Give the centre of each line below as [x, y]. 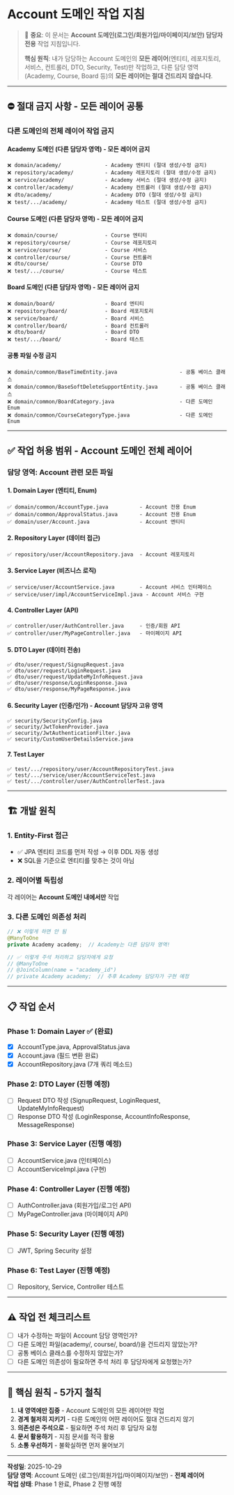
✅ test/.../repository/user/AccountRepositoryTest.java [91, 769]
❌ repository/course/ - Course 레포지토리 [82, 242]
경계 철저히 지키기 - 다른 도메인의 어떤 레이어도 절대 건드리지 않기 [106, 1419]
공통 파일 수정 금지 [32, 355]
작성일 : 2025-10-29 [34, 1466]
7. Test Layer [26, 754]
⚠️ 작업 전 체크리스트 [49, 1317]
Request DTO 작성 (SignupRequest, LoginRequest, [89, 1101]
